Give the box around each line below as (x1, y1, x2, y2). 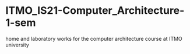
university (5, 41, 30, 48)
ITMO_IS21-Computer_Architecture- (5, 4, 185, 17)
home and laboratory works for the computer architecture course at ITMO (5, 35, 183, 42)
